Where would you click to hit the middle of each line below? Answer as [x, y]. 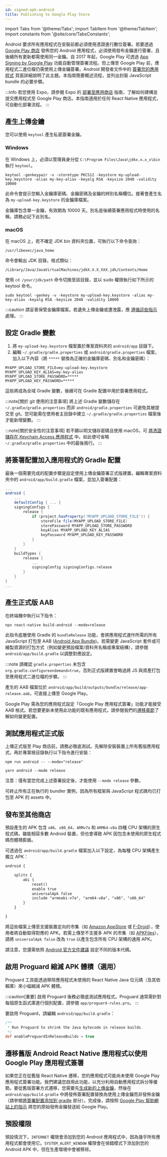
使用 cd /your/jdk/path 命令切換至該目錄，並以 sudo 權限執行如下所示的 [80, 280]
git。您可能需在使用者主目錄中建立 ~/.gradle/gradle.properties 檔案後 [88, 414]
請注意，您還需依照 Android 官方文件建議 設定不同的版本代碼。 [70, 949]
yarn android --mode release [35, 771]
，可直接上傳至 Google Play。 [60, 693]
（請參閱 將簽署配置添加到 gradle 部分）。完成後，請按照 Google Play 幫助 [80, 1101]
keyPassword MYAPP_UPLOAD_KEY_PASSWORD [82, 535]
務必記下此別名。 [36, 216]
